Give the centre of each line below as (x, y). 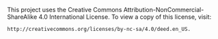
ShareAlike (22, 17)
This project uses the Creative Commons (65, 10)
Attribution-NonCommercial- (164, 10)
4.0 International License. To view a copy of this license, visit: (125, 17)
